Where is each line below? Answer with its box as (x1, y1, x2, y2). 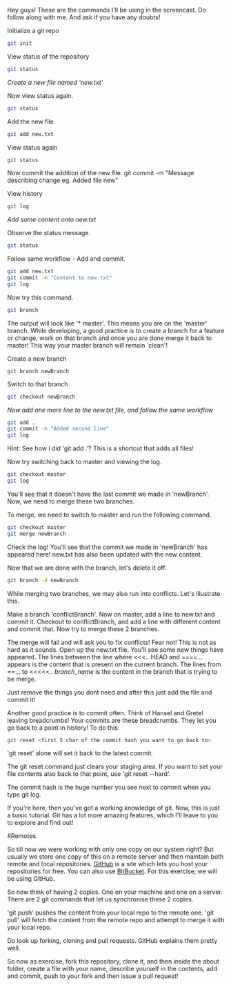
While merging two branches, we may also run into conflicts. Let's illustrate (7, 589, 221, 597)
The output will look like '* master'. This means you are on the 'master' (7, 319, 208, 327)
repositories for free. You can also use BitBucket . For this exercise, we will (7, 867, 217, 875)
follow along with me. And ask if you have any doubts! (7, 13, 161, 21)
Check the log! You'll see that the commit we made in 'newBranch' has (7, 543, 208, 551)
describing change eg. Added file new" (7, 176, 119, 185)
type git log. (7, 790, 41, 799)
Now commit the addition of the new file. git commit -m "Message (7, 169, 194, 177)
